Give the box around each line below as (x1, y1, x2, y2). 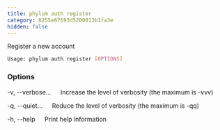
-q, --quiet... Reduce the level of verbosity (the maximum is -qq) (7, 101, 200, 110)
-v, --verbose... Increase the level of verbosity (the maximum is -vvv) (7, 88, 214, 96)
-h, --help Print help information (7, 115, 107, 123)
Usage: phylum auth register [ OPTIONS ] (7, 56, 123, 63)
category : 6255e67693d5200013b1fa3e (7, 17, 113, 24)
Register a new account (7, 42, 75, 51)
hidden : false (7, 23, 49, 30)
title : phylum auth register (7, 10, 92, 17)
